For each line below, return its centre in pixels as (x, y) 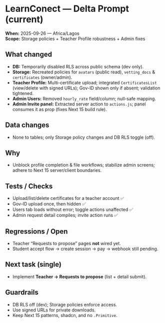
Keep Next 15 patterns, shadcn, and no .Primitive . (65, 315)
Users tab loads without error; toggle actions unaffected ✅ (73, 209)
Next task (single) (33, 264)
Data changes (27, 125)
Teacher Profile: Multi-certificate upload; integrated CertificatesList (84, 82)
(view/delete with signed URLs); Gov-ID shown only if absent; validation (86, 88)
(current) (24, 19)
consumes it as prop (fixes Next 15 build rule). (59, 109)
